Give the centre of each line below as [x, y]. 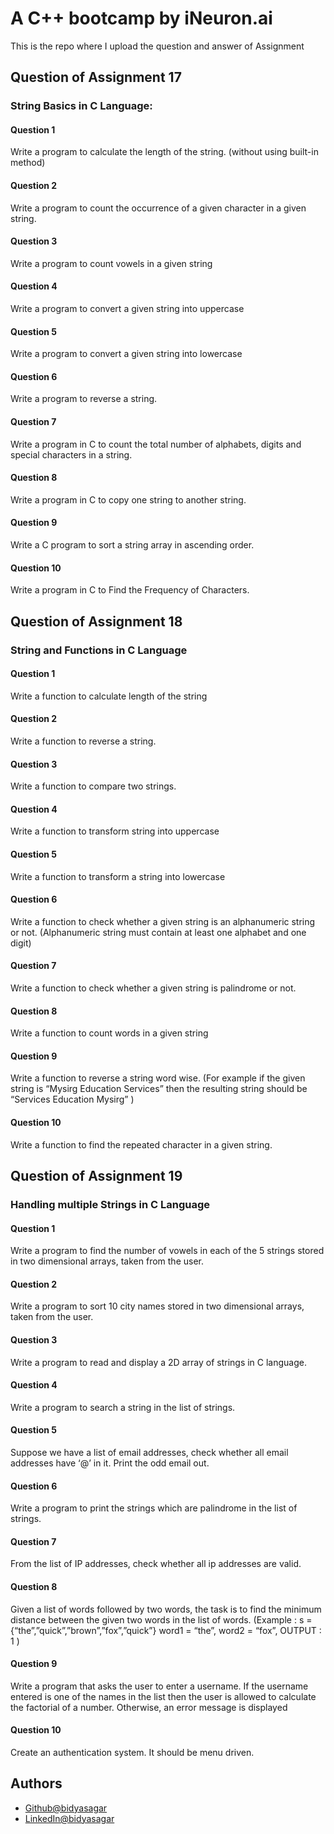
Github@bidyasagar [66, 1808]
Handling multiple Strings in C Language [110, 1204]
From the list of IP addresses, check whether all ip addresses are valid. [156, 1564]
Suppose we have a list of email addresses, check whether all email [149, 1452]
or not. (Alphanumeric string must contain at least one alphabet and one [158, 932]
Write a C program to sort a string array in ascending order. [132, 545]
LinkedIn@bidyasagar [69, 1818]
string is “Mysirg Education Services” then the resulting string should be [159, 1089]
